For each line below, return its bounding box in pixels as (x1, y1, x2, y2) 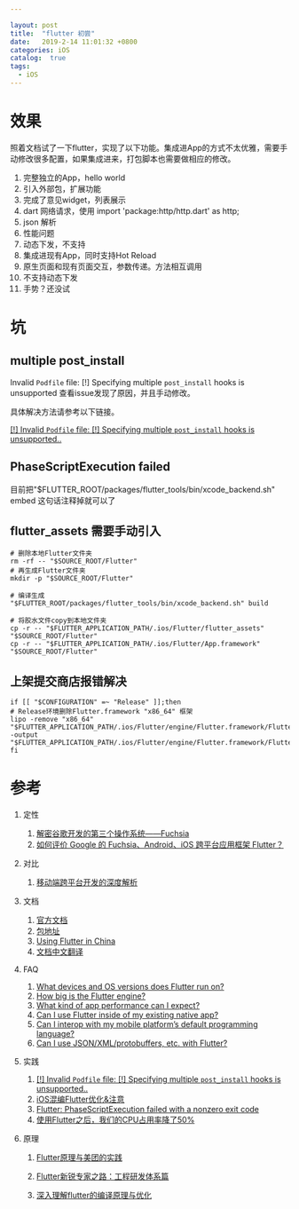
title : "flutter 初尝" (10, 28, 96, 38)
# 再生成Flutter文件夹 (10, 566, 86, 575)
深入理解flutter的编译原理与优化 (35, 1190, 152, 1201)
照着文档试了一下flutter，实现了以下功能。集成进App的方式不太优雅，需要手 (10, 142, 288, 153)
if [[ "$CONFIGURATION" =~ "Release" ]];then (10, 698, 181, 707)
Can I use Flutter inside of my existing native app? (35, 1009, 219, 1021)
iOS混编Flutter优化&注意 (35, 1094, 125, 1105)
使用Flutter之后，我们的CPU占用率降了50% (35, 1115, 195, 1126)
